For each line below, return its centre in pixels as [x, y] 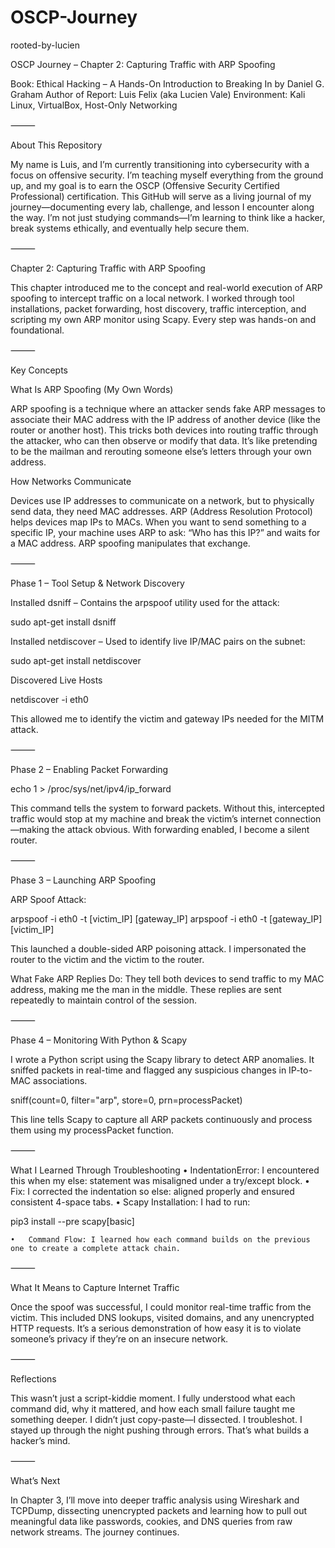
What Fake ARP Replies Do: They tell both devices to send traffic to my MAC [167, 978]
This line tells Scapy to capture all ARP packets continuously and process [161, 1119]
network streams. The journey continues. [95, 1532]
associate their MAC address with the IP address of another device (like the [165, 419]
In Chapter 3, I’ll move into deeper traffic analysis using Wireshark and [155, 1500]
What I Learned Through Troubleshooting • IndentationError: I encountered [165, 1170]
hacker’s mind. [40, 1440]
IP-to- [300, 1070]
